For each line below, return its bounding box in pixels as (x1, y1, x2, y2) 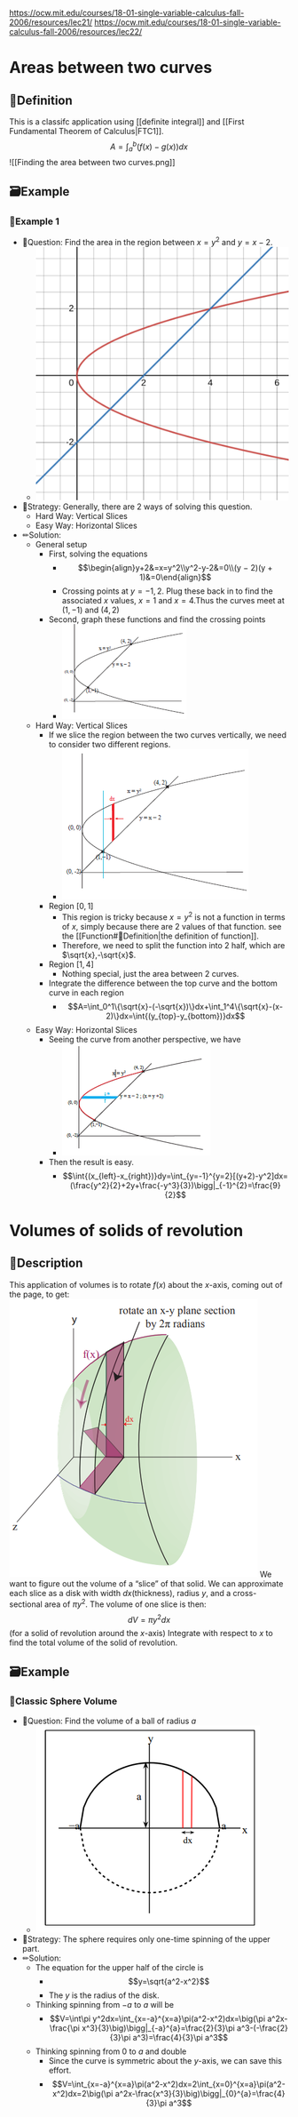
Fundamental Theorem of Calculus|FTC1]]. (9, 126, 164, 136)
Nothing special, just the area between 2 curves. (61, 968, 239, 979)
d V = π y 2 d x (127, 1612, 171, 1625)
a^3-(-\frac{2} (236, 2022, 288, 2033)
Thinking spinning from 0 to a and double (35, 2046, 187, 2057)
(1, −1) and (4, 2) (61, 604, 120, 616)
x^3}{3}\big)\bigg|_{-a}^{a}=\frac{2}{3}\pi (81, 2022, 235, 2033)
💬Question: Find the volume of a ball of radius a (21, 1715, 197, 1726)
